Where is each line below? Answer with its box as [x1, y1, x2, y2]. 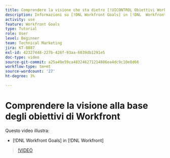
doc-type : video [5, 54, 39, 60]
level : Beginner [5, 36, 39, 41]
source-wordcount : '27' [5, 69, 56, 74]
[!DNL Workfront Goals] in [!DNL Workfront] [12, 137, 104, 143]
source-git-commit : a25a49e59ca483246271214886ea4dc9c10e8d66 [5, 59, 139, 65]
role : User [5, 31, 28, 36]
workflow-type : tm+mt [5, 64, 51, 69]
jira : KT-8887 [5, 45, 35, 50]
